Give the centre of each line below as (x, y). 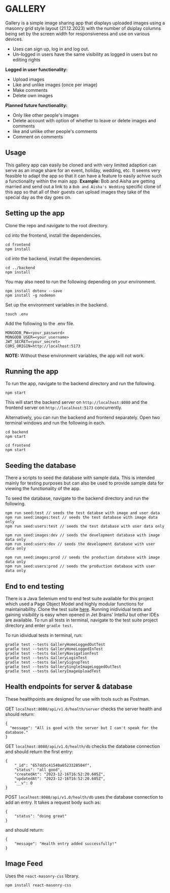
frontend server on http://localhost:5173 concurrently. (64, 408)
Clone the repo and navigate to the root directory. (57, 225)
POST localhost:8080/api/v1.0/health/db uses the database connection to (84, 797)
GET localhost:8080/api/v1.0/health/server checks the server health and (83, 709)
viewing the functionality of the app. (43, 489)
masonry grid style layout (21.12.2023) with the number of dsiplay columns (83, 28)
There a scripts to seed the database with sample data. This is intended (80, 478)
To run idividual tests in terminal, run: (44, 635)
